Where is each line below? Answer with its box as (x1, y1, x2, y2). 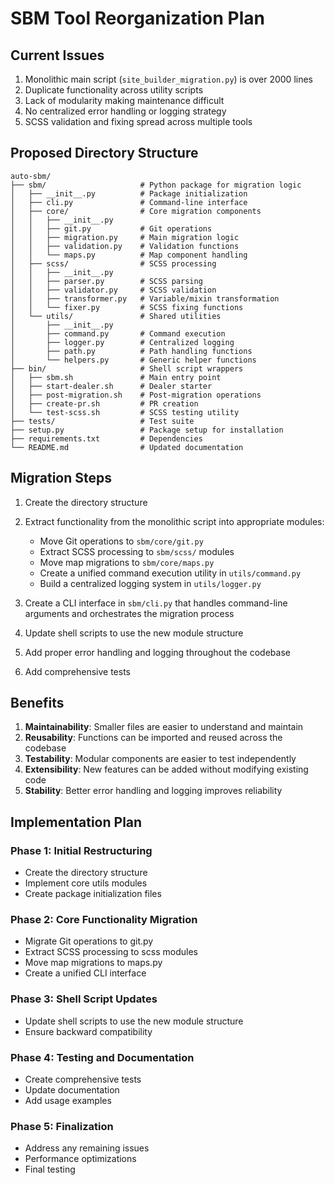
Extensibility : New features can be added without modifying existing (24, 763, 309, 776)
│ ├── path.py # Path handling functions (10, 346, 253, 356)
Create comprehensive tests (24, 1073, 142, 1086)
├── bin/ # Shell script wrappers (10, 363, 244, 374)
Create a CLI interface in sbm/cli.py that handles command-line (24, 597, 288, 609)
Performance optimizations (24, 1153, 137, 1165)
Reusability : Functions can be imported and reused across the (24, 732, 283, 744)
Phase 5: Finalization (10, 1119, 114, 1133)
